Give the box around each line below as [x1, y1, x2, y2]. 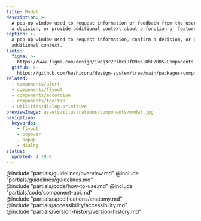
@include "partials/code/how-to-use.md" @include [6, 183, 133, 190]
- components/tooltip [11, 98, 66, 104]
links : [6, 48, 23, 54]
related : [6, 75, 28, 81]
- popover [17, 131, 42, 138]
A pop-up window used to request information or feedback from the [11, 20, 184, 26]
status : [6, 148, 26, 154]
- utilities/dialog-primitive [11, 103, 87, 110]
